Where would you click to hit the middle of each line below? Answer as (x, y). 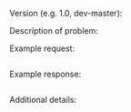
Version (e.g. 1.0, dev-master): (66, 13)
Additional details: (43, 100)
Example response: (45, 74)
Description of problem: (54, 31)
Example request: (42, 48)
